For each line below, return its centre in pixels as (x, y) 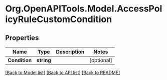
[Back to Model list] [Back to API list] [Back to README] (63, 72)
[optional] (101, 60)
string (44, 60)
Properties (22, 38)
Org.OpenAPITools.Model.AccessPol (84, 9)
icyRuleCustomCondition (59, 19)
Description (70, 52)
